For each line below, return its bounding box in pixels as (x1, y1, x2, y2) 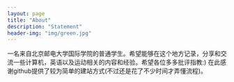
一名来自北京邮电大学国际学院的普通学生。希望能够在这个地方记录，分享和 (7, 49, 221, 58)
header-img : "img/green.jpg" (7, 29, 92, 37)
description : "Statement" (7, 23, 82, 30)
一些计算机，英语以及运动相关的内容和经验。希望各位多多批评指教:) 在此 (13, 58, 221, 67)
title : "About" (7, 17, 52, 24)
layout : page (7, 10, 45, 17)
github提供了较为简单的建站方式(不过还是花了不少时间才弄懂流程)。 (13, 67, 207, 75)
